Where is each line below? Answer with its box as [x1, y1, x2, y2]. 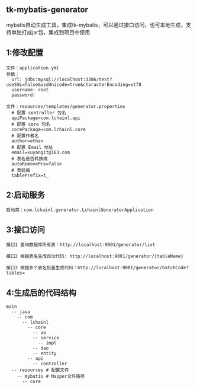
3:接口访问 [6, 225, 46, 235]
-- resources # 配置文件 [11, 367, 69, 373]
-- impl [37, 340, 57, 346]
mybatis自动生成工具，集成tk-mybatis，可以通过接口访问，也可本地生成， [6, 21, 186, 28]
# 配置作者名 [11, 133, 40, 139]
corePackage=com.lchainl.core [11, 126, 86, 132]
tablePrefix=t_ [11, 172, 49, 178]
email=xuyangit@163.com [11, 149, 70, 155]
